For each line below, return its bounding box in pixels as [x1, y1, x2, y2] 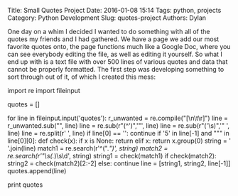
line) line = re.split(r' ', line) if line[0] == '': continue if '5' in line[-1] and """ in [7, 129, 229, 137]
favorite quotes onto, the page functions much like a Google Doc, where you [7, 43, 231, 50]
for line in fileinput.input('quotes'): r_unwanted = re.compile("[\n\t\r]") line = [7, 114, 229, 122]
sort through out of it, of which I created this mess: [7, 72, 156, 81]
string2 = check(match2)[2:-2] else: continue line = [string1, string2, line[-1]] [7, 159, 231, 168]
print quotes [7, 180, 43, 189]
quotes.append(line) [7, 167, 67, 175]
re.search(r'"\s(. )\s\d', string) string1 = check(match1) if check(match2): [7, 152, 217, 160]
